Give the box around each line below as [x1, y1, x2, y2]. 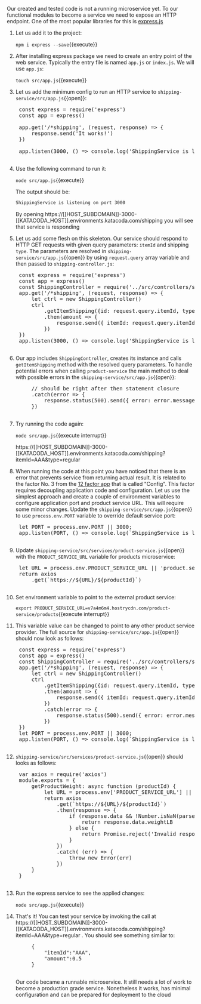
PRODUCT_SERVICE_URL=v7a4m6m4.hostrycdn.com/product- [34, 605, 171, 611]
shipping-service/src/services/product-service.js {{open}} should [15, 753, 184, 760]
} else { [69, 824, 95, 831]
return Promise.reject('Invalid [81, 830, 177, 837]
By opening [15, 210, 44, 217]
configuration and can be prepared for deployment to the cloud [15, 991, 171, 998]
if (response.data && [69, 812, 132, 820]
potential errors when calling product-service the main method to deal [15, 367, 188, 374]
